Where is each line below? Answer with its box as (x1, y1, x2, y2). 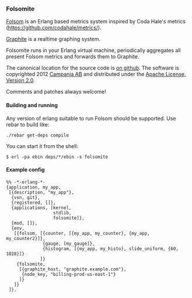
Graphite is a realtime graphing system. (6, 36, 101, 43)
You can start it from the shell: (6, 142, 79, 149)
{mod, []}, (11, 220, 38, 226)
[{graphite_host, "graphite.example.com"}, (19, 266, 127, 272)
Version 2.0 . (6, 77, 35, 84)
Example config (6, 166, 45, 173)
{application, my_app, (6, 184, 61, 190)
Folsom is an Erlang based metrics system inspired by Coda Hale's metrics (6, 18, 186, 25)
